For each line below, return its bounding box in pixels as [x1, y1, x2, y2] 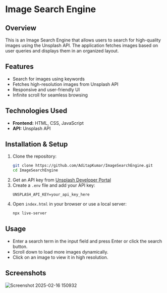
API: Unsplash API [12, 125, 51, 131]
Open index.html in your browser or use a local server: [12, 201, 127, 207]
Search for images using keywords [12, 76, 85, 82]
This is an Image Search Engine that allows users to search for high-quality [5, 37, 161, 43]
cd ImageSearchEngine [12, 168, 58, 173]
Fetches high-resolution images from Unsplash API [12, 81, 119, 87]
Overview [5, 24, 37, 32]
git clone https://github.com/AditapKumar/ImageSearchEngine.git [12, 163, 153, 168]
